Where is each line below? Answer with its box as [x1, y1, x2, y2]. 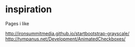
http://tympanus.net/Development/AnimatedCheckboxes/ [5, 36, 126, 42]
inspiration [5, 4, 52, 15]
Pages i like [5, 20, 30, 27]
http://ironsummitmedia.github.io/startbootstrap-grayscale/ [5, 30, 130, 36]
